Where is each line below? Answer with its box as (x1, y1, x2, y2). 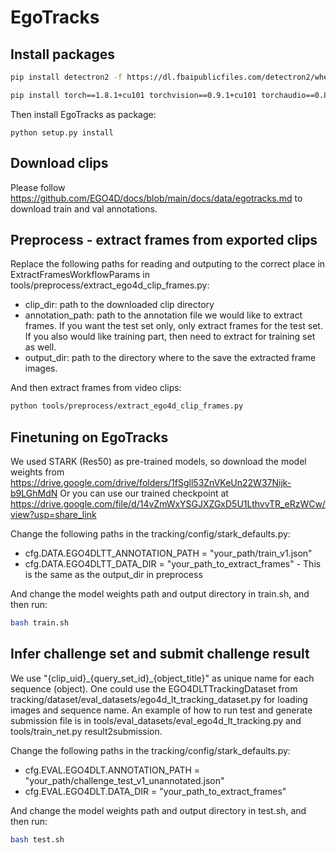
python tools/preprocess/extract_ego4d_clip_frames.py (10, 401, 244, 411)
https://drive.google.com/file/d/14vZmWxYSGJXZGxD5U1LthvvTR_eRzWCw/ (10, 498, 326, 510)
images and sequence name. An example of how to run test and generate (10, 704, 313, 716)
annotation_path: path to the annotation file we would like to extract (24, 309, 303, 321)
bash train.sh (10, 618, 70, 628)
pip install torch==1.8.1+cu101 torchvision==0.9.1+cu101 (10, 90, 257, 100)
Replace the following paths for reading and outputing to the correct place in (10, 258, 326, 270)
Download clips (10, 155, 109, 172)
